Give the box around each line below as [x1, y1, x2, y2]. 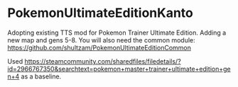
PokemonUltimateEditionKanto [7, 5, 194, 21]
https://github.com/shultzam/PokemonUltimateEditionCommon [7, 43, 192, 52]
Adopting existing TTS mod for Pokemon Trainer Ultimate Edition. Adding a [7, 28, 227, 37]
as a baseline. [21, 72, 62, 81]
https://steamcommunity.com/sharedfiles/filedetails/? [24, 57, 181, 65]
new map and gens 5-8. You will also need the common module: [7, 35, 195, 44]
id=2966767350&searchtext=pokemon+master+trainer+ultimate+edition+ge [7, 64, 231, 73]
